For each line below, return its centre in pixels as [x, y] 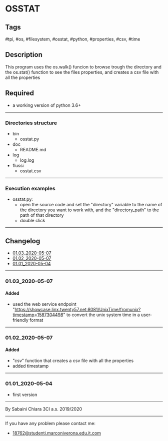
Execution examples [30, 188]
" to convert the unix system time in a [101, 315]
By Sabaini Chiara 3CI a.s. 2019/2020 [44, 409]
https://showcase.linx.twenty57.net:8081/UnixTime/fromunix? [78, 310]
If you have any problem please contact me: [50, 423]
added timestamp [30, 366]
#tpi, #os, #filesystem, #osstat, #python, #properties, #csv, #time [73, 39]
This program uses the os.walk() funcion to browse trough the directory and [83, 67]
